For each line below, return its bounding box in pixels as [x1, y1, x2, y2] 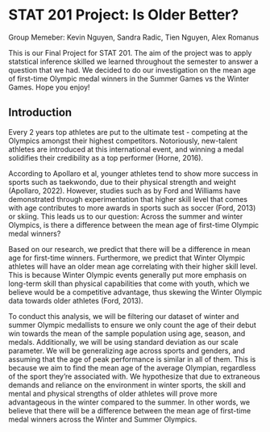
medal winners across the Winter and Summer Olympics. [8, 414, 197, 424]
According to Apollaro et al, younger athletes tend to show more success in [8, 168, 259, 178]
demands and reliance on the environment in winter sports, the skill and [8, 380, 246, 389]
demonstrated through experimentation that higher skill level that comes [8, 194, 248, 203]
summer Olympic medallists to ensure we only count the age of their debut [8, 320, 256, 329]
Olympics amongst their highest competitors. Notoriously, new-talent [8, 136, 238, 145]
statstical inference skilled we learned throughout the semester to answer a [8, 57, 259, 66]
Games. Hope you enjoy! [8, 82, 90, 92]
